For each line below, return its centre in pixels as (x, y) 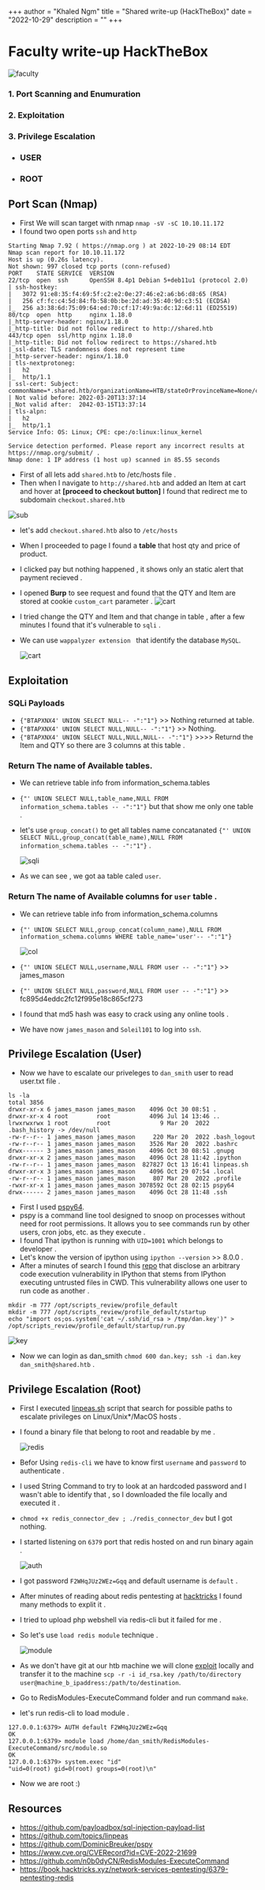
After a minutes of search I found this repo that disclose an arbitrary (130, 1266)
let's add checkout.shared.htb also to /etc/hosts (99, 530)
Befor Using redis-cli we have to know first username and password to (133, 1462)
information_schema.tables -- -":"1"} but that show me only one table (136, 807)
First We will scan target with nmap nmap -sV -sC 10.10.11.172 (122, 223)
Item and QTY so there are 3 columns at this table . (102, 746)
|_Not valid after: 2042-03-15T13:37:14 (77, 405)
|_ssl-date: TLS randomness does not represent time (97, 350)
